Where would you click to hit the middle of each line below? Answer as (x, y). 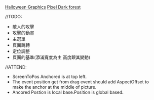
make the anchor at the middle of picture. (54, 87)
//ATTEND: (16, 67)
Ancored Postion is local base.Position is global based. (68, 92)
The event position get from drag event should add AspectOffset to (80, 82)
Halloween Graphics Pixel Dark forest (43, 7)
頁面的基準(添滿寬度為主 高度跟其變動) (51, 57)
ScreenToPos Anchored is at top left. (50, 76)
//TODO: (14, 16)
